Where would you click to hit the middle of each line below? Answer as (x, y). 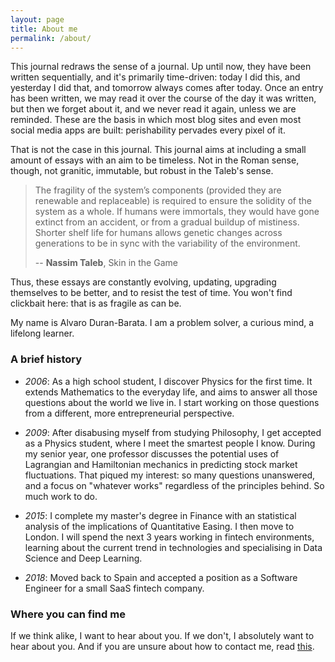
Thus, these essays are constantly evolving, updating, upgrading (143, 282)
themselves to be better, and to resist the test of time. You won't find (151, 293)
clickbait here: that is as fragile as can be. (96, 303)
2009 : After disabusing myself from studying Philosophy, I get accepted (173, 432)
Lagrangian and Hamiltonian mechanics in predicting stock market (161, 464)
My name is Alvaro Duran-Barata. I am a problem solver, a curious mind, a (162, 323)
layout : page (37, 19)
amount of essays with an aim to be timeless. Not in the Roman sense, (155, 160)
